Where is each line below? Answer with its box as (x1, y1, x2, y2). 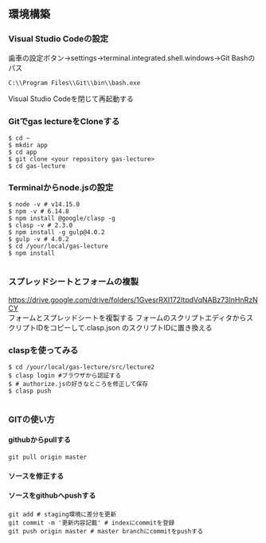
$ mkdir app (8, 141, 48, 149)
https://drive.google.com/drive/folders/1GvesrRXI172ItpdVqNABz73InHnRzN (8, 295, 258, 304)
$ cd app (8, 148, 37, 156)
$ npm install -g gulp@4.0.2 (8, 229, 105, 236)
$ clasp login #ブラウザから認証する (8, 371, 122, 380)
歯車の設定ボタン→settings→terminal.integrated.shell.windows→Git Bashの (8, 53, 256, 62)
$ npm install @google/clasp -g (8, 214, 115, 223)
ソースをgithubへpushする (8, 490, 96, 500)
